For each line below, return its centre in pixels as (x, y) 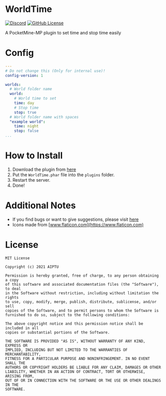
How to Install (34, 156)
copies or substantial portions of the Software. (58, 332)
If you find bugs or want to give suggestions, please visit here (76, 219)
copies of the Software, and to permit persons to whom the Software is (82, 311)
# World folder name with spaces (44, 117)
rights (12, 297)
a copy (12, 280)
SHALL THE (15, 363)
